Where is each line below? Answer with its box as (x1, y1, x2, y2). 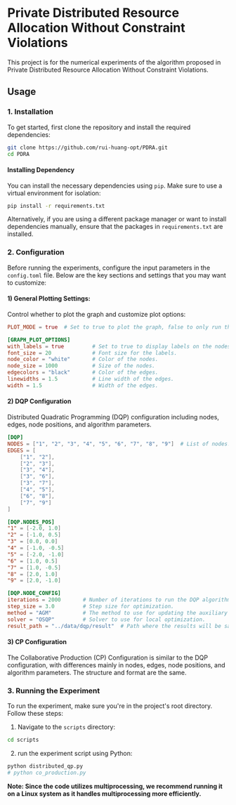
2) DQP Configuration (7, 397, 72, 405)
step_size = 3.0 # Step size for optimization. (7, 603, 174, 610)
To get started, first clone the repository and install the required (7, 123, 191, 131)
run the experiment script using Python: (17, 749, 133, 757)
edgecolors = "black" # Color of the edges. (7, 369, 159, 377)
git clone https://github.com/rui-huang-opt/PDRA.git (7, 144, 169, 151)
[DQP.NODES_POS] (7, 518, 55, 525)
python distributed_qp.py (7, 762, 83, 770)
